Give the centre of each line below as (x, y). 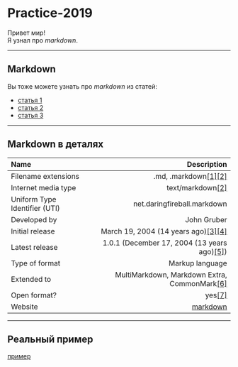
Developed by (34, 219)
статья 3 (30, 115)
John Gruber (206, 219)
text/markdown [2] (197, 187)
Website (24, 307)
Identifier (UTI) (35, 208)
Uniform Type (34, 199)
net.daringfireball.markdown (180, 204)
